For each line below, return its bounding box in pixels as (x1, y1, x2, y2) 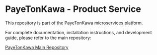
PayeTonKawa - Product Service (5, 3, 142, 15)
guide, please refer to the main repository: (5, 35, 91, 41)
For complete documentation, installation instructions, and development (5, 29, 153, 35)
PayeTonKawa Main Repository (5, 44, 69, 50)
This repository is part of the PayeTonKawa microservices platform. (5, 20, 143, 26)
